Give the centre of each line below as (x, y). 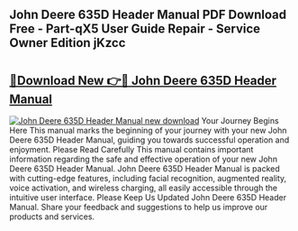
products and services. (52, 217)
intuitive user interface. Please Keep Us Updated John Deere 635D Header (148, 197)
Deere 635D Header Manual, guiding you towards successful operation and (149, 140)
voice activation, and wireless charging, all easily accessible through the (143, 188)
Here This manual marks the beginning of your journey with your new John (148, 130)
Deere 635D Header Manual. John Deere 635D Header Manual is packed (145, 169)
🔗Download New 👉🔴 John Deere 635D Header (143, 80)
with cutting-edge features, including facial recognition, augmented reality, (148, 178)
